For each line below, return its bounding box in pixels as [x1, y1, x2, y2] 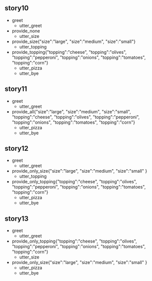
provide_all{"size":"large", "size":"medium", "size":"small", [11, 108, 131, 114]
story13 [4, 214, 29, 223]
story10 [4, 4, 29, 12]
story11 [4, 85, 27, 93]
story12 [4, 144, 28, 153]
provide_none [11, 27, 40, 34]
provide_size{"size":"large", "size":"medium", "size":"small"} [11, 38, 136, 44]
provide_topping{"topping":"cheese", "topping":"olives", [11, 49, 127, 55]
